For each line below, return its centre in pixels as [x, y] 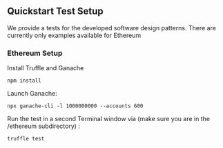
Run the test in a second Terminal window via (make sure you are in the [109, 119]
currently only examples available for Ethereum [74, 35]
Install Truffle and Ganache [46, 68]
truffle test [26, 139]
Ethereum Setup [35, 53]
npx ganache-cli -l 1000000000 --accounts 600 [75, 106]
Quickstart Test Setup [55, 11]
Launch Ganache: [32, 94]
